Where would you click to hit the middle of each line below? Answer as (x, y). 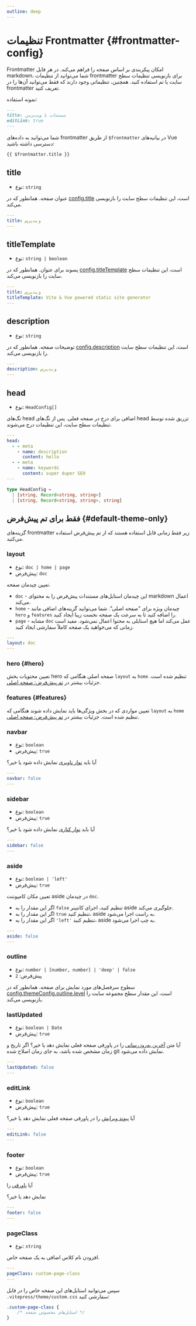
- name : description (42, 452)
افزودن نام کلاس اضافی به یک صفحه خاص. (53, 1257)
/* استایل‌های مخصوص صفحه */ (51, 1313)
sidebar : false (25, 845)
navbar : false (24, 778)
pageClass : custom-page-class (44, 1273)
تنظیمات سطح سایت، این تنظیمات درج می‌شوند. (59, 424)
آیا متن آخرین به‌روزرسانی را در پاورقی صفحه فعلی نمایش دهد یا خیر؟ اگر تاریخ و (94, 1045)
